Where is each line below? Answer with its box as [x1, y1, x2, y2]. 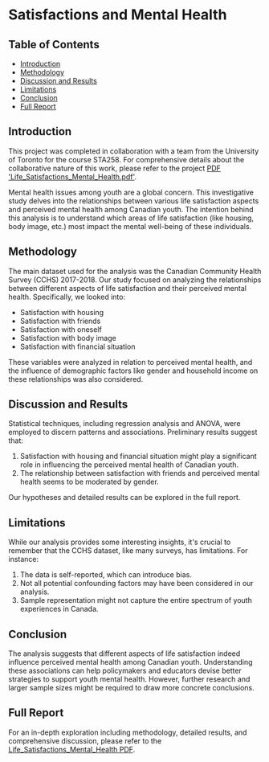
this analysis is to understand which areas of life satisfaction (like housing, [8, 213, 255, 223]
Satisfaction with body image [19, 333, 116, 342]
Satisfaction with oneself [19, 324, 102, 334]
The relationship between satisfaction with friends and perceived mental [19, 469, 259, 478]
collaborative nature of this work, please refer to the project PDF [8, 163, 221, 173]
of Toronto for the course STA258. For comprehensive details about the [8, 154, 245, 164]
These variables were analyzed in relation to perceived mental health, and [8, 357, 253, 367]
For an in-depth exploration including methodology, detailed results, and [8, 727, 247, 737]
